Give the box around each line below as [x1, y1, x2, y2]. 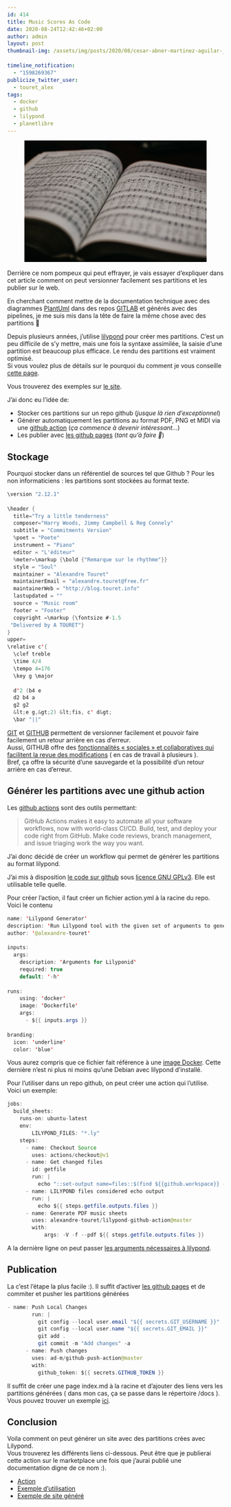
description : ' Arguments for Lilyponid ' [19, 959, 137, 966]
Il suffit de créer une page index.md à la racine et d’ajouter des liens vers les [7, 1382, 223, 1390]
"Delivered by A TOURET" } [10, 621, 85, 629]
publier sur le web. [7, 283, 60, 292]
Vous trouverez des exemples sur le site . [7, 383, 122, 391]
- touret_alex [13, 83, 54, 91]
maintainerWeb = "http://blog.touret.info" [13, 585, 140, 592]
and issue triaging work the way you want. [23, 838, 144, 847]
